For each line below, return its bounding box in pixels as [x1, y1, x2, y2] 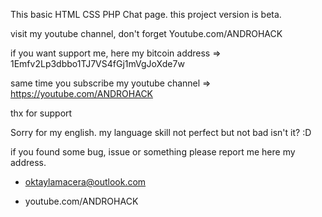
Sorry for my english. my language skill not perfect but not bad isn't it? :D [10, 127, 312, 138]
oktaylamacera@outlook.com [24, 176, 147, 188]
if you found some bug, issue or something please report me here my [10, 146, 296, 158]
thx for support [10, 107, 73, 119]
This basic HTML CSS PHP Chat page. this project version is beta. [10, 9, 282, 20]
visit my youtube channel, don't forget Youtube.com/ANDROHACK [10, 28, 283, 39]
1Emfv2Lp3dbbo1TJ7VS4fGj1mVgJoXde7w [10, 58, 185, 69]
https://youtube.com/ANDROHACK [10, 88, 154, 99]
